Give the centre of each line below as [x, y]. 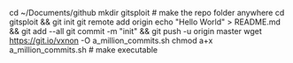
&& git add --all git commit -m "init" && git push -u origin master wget [136, 31]
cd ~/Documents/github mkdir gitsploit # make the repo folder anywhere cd [147, 13]
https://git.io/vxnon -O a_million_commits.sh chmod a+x [111, 40]
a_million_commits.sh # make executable [84, 50]
